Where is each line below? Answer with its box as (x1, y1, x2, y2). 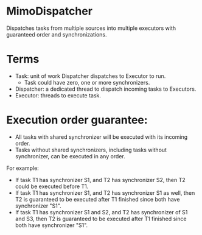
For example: (6, 164, 40, 172)
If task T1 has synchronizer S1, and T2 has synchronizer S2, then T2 (15, 176, 186, 183)
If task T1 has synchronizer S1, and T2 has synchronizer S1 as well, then (15, 189, 195, 196)
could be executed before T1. (15, 183, 89, 190)
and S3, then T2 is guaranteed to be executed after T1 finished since (15, 215, 187, 222)
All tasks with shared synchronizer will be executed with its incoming (15, 133, 188, 141)
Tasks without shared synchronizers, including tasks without (15, 146, 167, 153)
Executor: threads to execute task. (15, 91, 102, 99)
